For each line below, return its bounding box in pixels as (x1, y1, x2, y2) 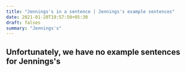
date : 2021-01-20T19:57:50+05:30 (6, 14, 88, 20)
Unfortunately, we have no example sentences (6, 47, 181, 57)
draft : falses (6, 19, 41, 25)
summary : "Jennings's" (6, 25, 62, 31)
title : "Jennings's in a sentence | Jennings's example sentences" (6, 8, 175, 15)
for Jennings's (6, 56, 61, 66)
